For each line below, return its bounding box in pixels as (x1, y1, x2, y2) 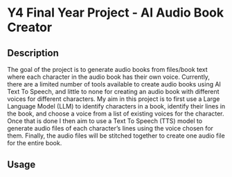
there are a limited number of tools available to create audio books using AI (7, 80, 222, 88)
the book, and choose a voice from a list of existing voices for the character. (7, 109, 224, 118)
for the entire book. (7, 139, 62, 147)
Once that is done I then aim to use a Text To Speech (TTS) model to (7, 117, 203, 125)
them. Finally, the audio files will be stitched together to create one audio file (7, 131, 225, 140)
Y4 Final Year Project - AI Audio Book (7, 5, 224, 21)
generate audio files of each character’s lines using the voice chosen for (7, 124, 213, 132)
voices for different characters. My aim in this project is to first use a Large (7, 95, 220, 103)
